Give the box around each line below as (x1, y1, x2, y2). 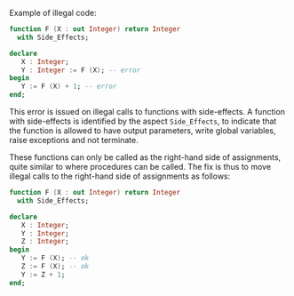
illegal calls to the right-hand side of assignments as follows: (9, 171, 231, 181)
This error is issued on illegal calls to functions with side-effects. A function (9, 107, 286, 116)
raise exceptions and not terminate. (9, 135, 139, 145)
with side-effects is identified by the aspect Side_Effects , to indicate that (9, 116, 277, 126)
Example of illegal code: (9, 8, 98, 18)
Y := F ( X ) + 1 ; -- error (20, 82, 117, 92)
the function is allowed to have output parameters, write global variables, (9, 125, 276, 136)
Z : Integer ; (20, 237, 69, 246)
